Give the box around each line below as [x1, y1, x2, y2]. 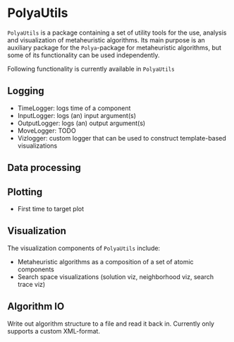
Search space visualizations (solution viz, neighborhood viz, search [17, 272, 214, 281]
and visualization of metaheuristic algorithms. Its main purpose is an [7, 35, 206, 44]
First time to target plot [17, 204, 85, 213]
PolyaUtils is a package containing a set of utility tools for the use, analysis [7, 28, 227, 37]
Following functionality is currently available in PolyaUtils [7, 64, 175, 73]
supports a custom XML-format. [7, 326, 101, 335]
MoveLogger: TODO [17, 126, 76, 135]
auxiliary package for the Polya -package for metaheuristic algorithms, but [7, 43, 222, 52]
